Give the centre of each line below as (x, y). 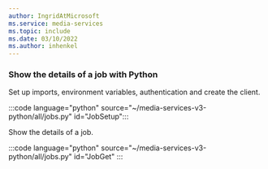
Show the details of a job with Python (83, 75)
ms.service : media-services (56, 24)
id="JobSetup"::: (102, 117)
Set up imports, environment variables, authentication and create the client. (134, 92)
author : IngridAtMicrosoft (54, 16)
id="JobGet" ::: (99, 157)
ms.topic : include (39, 31)
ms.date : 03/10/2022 (43, 39)
